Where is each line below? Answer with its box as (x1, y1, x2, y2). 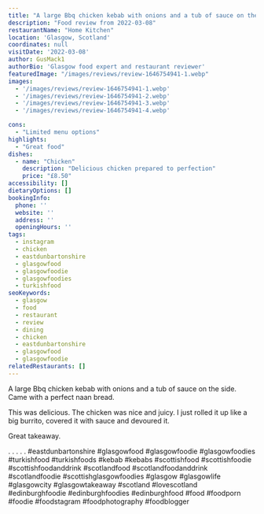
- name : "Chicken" (15, 157, 76, 165)
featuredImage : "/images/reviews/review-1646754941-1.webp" (8, 70, 210, 78)
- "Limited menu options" (15, 128, 101, 136)
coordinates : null (8, 41, 68, 49)
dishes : (8, 150, 34, 158)
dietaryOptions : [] (8, 187, 72, 194)
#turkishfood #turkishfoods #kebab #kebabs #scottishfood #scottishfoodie (8, 454, 252, 464)
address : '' (15, 216, 55, 224)
